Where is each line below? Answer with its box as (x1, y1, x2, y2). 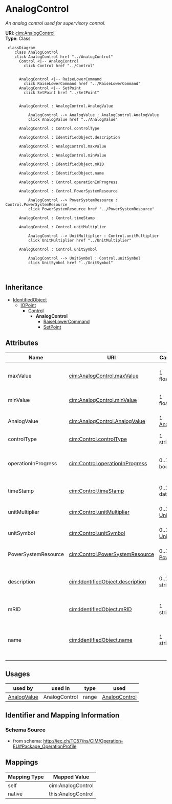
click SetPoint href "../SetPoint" (24, 90, 100, 95)
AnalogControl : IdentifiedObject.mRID (18, 162, 104, 167)
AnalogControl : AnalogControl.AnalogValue (18, 103, 114, 108)
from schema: (12, 738, 42, 744)
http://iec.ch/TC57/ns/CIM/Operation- (43, 738, 123, 744)
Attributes (5, 339, 38, 347)
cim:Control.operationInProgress (69, 460, 147, 467)
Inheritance (5, 283, 43, 292)
